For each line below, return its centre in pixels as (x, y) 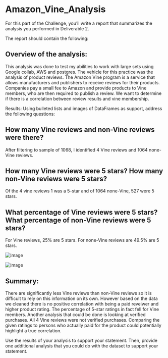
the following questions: (30, 114)
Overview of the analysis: (46, 54)
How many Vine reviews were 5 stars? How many (84, 171)
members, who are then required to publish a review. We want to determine (83, 93)
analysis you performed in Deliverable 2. (47, 28)
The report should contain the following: (47, 38)
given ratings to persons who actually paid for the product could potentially (83, 325)
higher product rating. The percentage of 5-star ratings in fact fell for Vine (82, 309)
